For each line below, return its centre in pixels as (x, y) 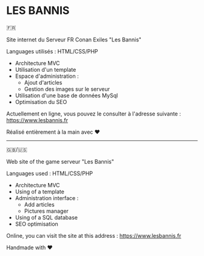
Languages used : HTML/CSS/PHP (49, 173)
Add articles (39, 204)
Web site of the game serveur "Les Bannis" (60, 161)
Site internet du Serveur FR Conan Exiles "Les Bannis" (74, 40)
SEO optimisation (37, 224)
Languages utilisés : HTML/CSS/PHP (52, 51)
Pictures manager (46, 211)
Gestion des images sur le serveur (67, 89)
